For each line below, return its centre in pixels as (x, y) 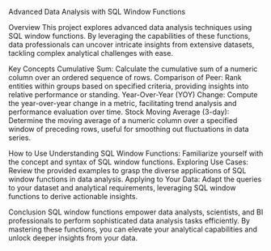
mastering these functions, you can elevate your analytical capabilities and (133, 229)
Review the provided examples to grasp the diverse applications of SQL (127, 170)
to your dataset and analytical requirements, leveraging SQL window (122, 188)
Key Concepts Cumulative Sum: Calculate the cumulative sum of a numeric (133, 69)
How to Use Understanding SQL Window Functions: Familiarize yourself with (136, 153)
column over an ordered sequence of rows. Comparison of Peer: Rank (125, 77)
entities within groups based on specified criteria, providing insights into (129, 86)
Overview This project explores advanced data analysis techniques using (130, 27)
